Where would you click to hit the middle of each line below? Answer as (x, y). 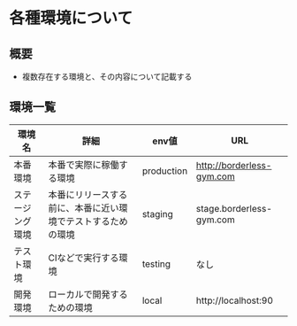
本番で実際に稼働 (84, 165)
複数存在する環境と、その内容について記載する (107, 77)
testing (156, 264)
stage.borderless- (234, 208)
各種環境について (71, 18)
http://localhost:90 (235, 300)
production (165, 171)
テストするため (97, 221)
